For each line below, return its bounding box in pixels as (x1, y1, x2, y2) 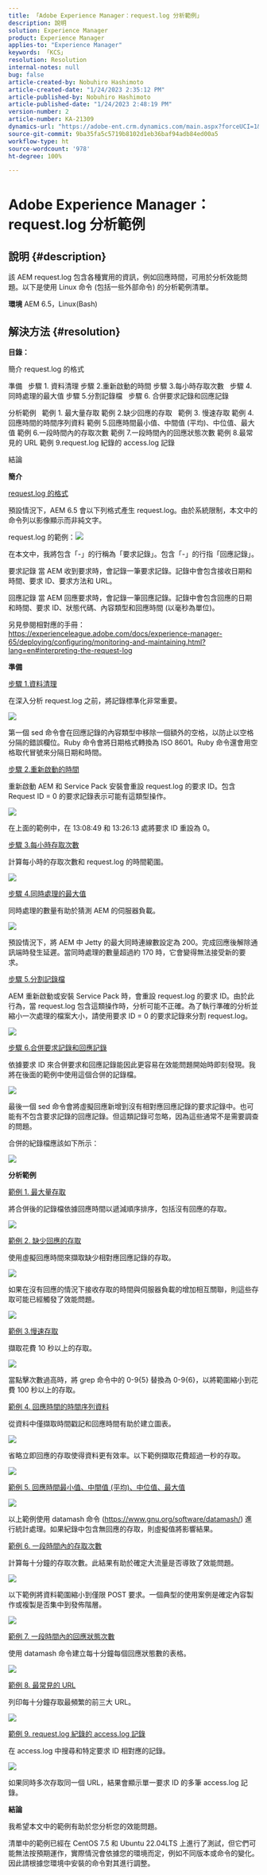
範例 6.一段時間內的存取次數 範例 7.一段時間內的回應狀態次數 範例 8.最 (17, 428, 246, 438)
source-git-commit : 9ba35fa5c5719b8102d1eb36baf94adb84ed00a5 (8, 130, 219, 138)
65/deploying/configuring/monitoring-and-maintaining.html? (8, 637, 207, 647)
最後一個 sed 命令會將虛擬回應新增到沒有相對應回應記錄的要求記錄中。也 (8, 1102, 247, 1111)
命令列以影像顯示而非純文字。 (8, 515, 106, 525)
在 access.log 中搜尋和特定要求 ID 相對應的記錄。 (8, 1746, 170, 1756)
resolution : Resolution (8, 56, 87, 64)
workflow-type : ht (8, 137, 69, 146)
